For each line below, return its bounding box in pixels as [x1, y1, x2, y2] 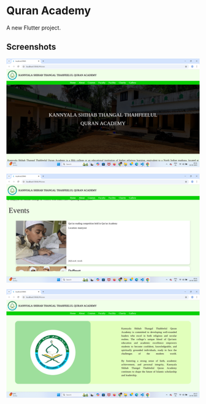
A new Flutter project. [6, 24, 61, 31]
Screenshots [6, 42, 56, 52]
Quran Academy [6, 4, 91, 18]
